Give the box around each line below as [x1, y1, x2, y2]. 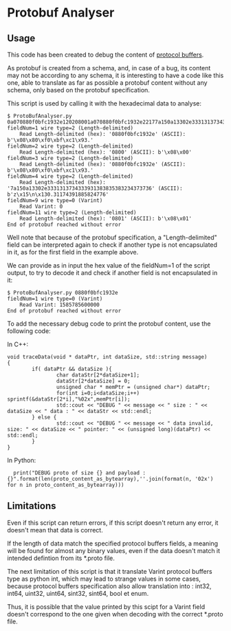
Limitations [7, 500, 56, 512]
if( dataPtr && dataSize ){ [32, 365, 112, 372]
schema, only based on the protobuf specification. [7, 86, 150, 94]
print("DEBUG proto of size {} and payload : [13, 470, 146, 477]
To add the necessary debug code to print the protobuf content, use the [7, 319, 211, 328]
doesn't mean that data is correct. [7, 525, 103, 534]
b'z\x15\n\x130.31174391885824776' [7, 191, 109, 198]
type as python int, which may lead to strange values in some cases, [7, 574, 201, 583]
